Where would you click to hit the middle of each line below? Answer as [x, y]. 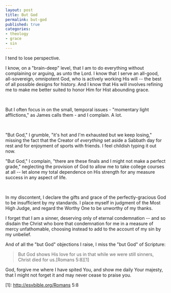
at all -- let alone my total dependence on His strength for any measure [80, 172]
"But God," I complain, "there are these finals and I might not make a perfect [85, 161]
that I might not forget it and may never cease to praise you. [68, 275]
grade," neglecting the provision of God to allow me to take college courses [85, 166]
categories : [18, 29]
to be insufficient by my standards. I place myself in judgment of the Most [83, 202]
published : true [23, 24]
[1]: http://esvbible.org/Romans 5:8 [42, 285]
